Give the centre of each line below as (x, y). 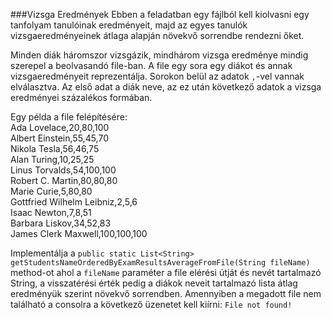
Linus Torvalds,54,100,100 (63, 170)
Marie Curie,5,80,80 (51, 191)
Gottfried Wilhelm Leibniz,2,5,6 (74, 202)
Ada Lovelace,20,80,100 (60, 127)
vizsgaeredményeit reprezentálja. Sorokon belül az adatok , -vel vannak (157, 76)
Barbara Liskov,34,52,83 (61, 223)
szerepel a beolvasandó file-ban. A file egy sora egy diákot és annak (151, 65)
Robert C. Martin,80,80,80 (64, 180)
